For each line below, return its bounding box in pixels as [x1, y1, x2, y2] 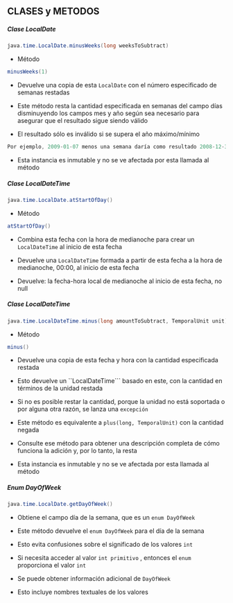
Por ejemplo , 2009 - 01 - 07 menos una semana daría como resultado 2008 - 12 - [7, 144, 225, 151]
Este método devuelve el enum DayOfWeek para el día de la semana [17, 527, 205, 535]
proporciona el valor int [17, 561, 87, 570]
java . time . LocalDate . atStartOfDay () [7, 196, 113, 203]
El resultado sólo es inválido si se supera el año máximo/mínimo [17, 130, 200, 138]
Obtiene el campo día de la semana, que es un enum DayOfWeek [17, 513, 196, 522]
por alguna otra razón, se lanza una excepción [17, 405, 148, 414]
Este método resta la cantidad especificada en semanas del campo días [17, 102, 223, 110]
